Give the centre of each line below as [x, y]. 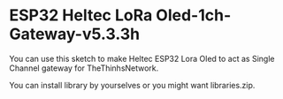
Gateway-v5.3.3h [74, 34]
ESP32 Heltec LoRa [81, 15]
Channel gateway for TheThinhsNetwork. [84, 68]
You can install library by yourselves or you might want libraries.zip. [132, 85]
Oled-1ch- [194, 15]
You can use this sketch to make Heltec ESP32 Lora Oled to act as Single [142, 58]
